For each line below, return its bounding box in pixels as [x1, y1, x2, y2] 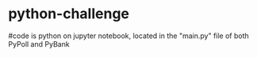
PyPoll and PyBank [8, 39, 70, 48]
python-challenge [8, 5, 129, 23]
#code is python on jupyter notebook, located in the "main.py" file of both [8, 31, 250, 40]
